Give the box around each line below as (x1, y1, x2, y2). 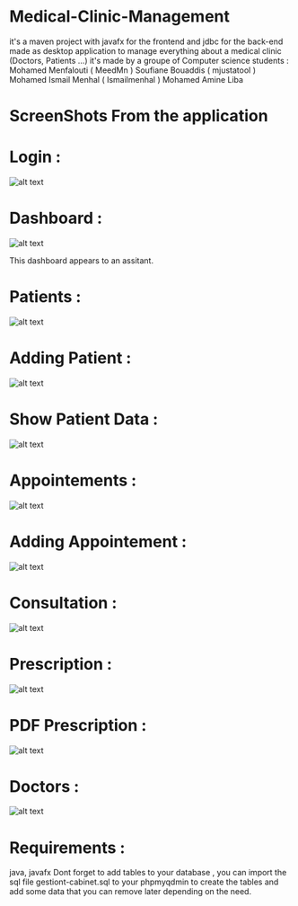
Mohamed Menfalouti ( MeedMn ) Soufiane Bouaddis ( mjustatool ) (9, 65, 257, 75)
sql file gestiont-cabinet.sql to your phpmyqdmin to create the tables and (9, 876, 279, 887)
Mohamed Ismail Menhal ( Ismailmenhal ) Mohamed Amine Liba (9, 74, 244, 84)
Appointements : (9, 470, 137, 491)
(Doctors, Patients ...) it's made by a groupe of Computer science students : (9, 55, 289, 66)
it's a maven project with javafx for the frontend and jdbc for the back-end (9, 36, 284, 47)
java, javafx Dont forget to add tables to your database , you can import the (9, 867, 287, 878)
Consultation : (9, 592, 118, 613)
